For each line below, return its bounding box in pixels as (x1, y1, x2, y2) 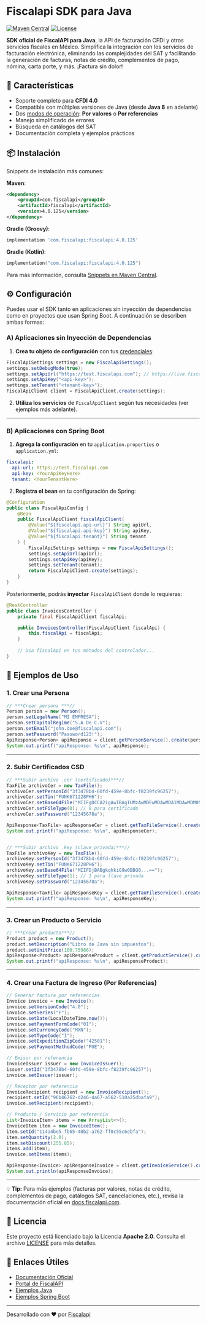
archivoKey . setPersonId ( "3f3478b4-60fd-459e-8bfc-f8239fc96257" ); (6, 856, 180, 862)
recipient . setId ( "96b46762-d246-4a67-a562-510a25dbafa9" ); (6, 1095, 161, 1101)
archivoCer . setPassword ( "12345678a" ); (6, 811, 105, 818)
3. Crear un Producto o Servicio (6, 915, 102, 924)
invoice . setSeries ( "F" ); (6, 1009, 70, 1016)
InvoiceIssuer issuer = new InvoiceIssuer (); (6, 1061, 124, 1067)
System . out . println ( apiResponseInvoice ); (6, 1169, 114, 1175)
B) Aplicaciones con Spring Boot (6, 426, 105, 435)
